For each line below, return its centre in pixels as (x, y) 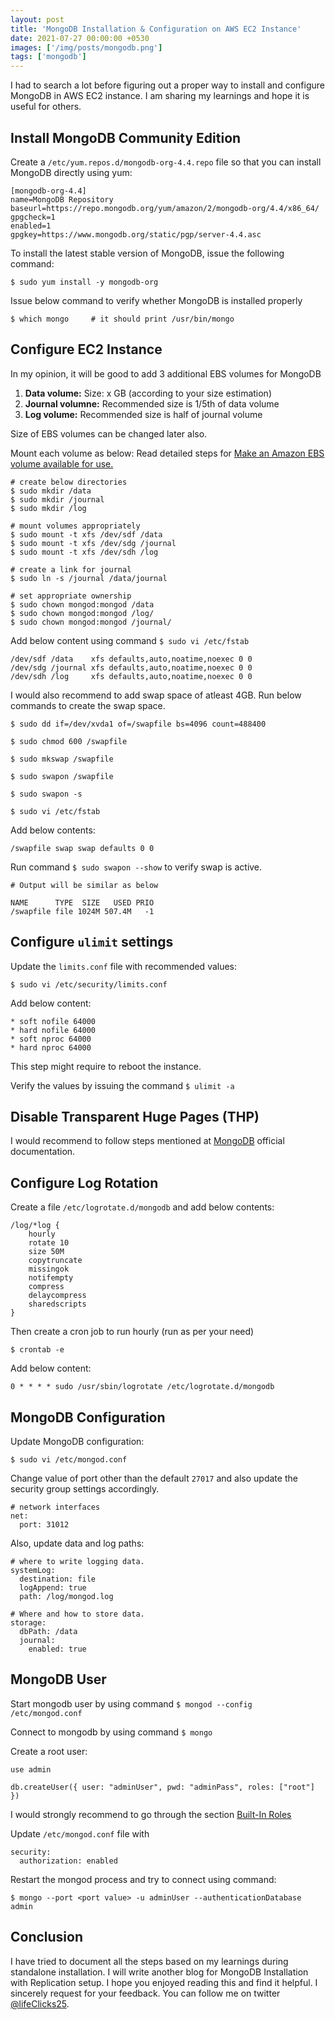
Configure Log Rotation (84, 1182)
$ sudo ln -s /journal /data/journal (89, 578)
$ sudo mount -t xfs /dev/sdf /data (86, 534)
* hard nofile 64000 (53, 1030)
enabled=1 (31, 226)
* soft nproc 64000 (51, 1039)
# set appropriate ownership (71, 596)
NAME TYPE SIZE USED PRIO (82, 902)
